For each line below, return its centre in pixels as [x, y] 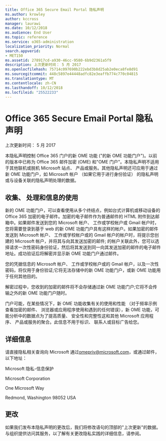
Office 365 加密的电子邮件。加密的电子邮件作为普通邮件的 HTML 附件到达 [80, 217]
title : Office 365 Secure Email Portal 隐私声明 [55, 10]
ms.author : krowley [25, 14]
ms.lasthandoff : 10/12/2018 [34, 88]
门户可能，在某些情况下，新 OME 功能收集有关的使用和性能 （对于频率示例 [81, 304]
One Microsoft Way [25, 388]
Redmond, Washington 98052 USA [41, 398]
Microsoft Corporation [28, 378]
